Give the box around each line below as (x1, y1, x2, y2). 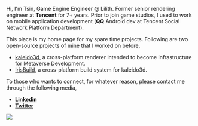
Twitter (14, 102, 33, 109)
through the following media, (6, 84, 77, 91)
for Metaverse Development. (14, 60, 86, 67)
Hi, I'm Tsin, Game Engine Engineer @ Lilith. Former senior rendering (6, 5, 175, 12)
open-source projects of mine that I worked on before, (6, 42, 141, 49)
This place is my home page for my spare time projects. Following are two (6, 36, 188, 42)
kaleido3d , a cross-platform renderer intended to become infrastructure (14, 54, 193, 60)
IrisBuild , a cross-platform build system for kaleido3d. (14, 66, 148, 73)
